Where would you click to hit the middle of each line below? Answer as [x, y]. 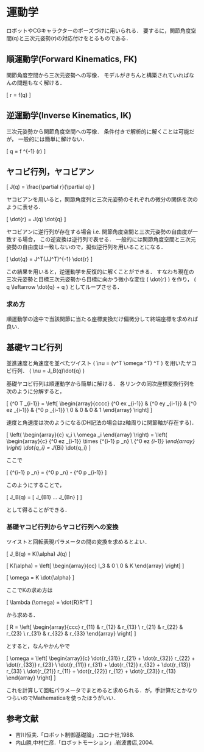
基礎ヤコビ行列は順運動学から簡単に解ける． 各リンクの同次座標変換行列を [100, 384]
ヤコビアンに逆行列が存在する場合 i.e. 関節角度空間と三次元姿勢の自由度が [100, 232]
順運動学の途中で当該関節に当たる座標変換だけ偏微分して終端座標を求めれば [102, 319]
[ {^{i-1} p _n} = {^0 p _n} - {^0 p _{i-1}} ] [57, 472]
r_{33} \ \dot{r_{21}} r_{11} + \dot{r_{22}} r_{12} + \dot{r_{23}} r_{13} [91, 671]
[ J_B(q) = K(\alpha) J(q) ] [39, 554]
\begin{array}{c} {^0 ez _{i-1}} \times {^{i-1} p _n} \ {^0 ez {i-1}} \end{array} [100, 441]
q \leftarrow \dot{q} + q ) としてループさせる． [65, 287]
